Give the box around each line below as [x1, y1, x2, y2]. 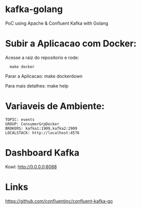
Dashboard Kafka [5, 147, 79, 158]
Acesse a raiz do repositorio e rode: [5, 54, 79, 60]
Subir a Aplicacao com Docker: [5, 38, 137, 49]
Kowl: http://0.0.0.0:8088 [5, 164, 57, 170]
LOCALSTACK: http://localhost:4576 [5, 130, 80, 135]
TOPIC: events [5, 117, 35, 122]
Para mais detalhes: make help [5, 83, 69, 89]
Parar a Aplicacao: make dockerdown [5, 73, 83, 79]
